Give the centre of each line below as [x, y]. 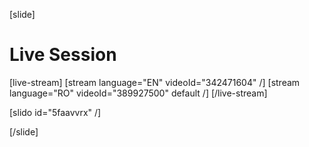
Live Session [63, 55]
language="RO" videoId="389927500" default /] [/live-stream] [138, 93]
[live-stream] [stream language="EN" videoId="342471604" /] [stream [155, 82]
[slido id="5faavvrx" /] [55, 112]
